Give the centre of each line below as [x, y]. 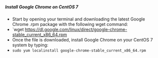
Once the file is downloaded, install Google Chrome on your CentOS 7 [82, 39]
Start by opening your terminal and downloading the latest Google [79, 19]
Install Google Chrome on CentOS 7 [42, 7]
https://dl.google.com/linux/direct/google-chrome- [76, 29]
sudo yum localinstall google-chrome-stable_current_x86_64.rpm [79, 50]
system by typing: [30, 45]
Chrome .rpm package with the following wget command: [70, 24]
